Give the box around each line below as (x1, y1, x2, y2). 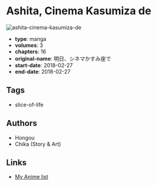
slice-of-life (14, 101, 43, 108)
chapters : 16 (14, 48, 46, 55)
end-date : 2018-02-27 (14, 68, 71, 75)
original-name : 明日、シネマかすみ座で (14, 55, 111, 62)
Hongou (14, 134, 35, 141)
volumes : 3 (14, 42, 43, 49)
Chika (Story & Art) (14, 140, 61, 147)
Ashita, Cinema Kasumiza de (6, 4, 152, 18)
